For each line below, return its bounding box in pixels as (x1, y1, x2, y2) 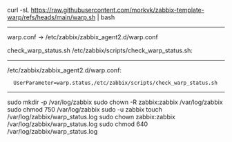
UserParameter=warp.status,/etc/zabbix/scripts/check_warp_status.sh (13, 79, 217, 86)
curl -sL (7, 6, 30, 14)
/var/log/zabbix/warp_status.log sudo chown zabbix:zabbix (7, 113, 176, 121)
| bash (97, 13, 115, 21)
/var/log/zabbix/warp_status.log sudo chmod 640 (7, 120, 148, 128)
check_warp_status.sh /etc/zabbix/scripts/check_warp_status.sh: (7, 46, 193, 54)
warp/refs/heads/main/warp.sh (7, 13, 96, 21)
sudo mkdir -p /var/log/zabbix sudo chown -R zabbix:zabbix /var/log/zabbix (7, 98, 223, 106)
